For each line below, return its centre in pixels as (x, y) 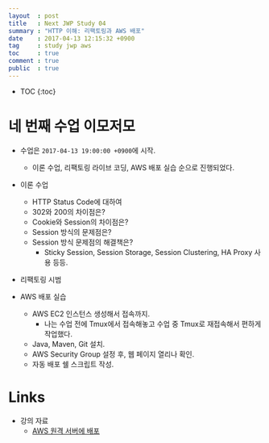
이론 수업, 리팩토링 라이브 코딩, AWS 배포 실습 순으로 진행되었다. (133, 167)
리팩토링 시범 (41, 279)
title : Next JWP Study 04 (57, 23)
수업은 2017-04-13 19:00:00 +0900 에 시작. (87, 150)
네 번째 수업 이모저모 (72, 126)
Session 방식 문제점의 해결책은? (83, 242)
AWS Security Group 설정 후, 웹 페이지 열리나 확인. (113, 354)
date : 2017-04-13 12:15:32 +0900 (72, 38)
